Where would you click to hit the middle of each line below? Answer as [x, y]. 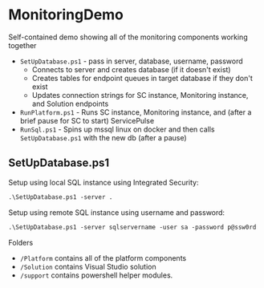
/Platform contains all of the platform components [103, 258]
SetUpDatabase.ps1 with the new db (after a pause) [103, 137]
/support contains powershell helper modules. [96, 275]
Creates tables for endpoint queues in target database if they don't [142, 78]
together [22, 45]
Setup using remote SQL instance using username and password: [117, 212]
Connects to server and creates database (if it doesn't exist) [131, 69]
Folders [21, 242]
